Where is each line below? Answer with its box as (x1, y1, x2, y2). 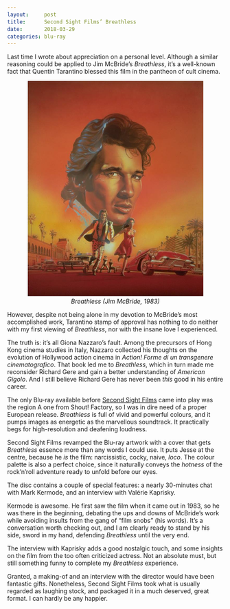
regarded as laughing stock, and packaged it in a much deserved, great (7, 587, 209, 595)
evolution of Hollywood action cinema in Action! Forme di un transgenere (7, 353, 214, 362)
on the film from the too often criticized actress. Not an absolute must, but (7, 552, 217, 560)
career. (7, 382, 27, 391)
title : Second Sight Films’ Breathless (7, 18, 137, 25)
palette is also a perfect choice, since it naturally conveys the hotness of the (7, 460, 223, 468)
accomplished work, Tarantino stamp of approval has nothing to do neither (7, 318, 218, 327)
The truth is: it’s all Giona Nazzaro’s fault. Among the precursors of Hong (7, 338, 212, 347)
